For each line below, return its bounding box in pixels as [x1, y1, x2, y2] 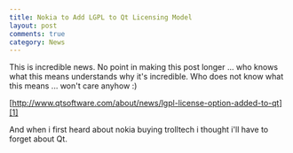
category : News [9, 37, 66, 47]
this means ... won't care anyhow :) [9, 80, 138, 91]
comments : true [9, 29, 66, 38]
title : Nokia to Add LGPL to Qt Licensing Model [9, 12, 193, 22]
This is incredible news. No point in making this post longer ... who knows [9, 62, 278, 73]
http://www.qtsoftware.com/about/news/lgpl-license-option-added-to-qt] [12, 98, 282, 109]
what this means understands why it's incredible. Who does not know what [9, 72, 284, 82]
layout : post [9, 21, 58, 30]
